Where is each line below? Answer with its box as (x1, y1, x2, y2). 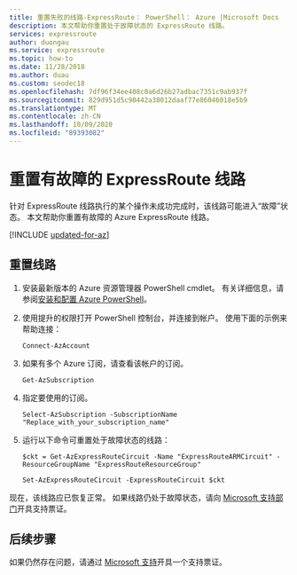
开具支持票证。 (17, 503, 72, 514)
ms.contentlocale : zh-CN (9, 112, 101, 121)
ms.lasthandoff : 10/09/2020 (9, 121, 113, 130)
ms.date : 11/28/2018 (9, 63, 86, 72)
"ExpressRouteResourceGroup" (93, 460, 201, 469)
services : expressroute (9, 29, 98, 38)
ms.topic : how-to (9, 54, 74, 63)
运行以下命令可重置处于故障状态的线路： (21, 434, 170, 445)
